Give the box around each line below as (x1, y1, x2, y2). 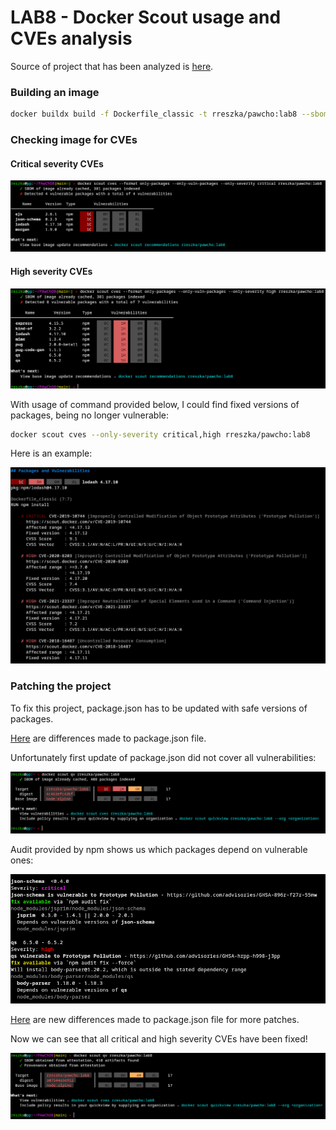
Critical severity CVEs (10, 157, 104, 170)
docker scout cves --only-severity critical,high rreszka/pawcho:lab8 (10, 429, 311, 440)
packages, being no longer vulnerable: (10, 409, 170, 421)
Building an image (10, 85, 100, 99)
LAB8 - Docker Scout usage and (10, 6, 282, 29)
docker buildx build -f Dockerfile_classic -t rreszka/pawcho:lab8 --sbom (10, 109, 329, 120)
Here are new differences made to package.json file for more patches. (10, 1014, 300, 1026)
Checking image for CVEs (10, 133, 138, 147)
